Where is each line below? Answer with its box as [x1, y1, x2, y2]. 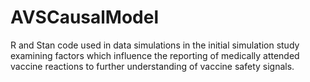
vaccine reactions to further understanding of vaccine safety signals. [10, 60, 295, 72]
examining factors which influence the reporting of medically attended [10, 49, 300, 61]
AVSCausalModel [10, 6, 160, 29]
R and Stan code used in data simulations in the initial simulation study [10, 39, 300, 51]
